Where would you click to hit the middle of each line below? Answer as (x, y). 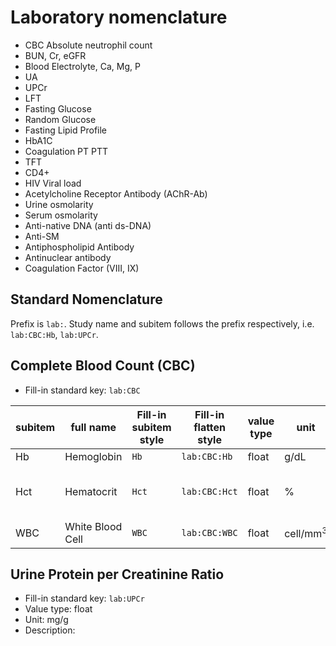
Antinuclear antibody (68, 257)
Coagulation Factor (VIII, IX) (82, 268)
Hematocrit (91, 491)
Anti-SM (42, 236)
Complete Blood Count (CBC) (103, 366)
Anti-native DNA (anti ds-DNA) (88, 225)
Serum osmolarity (61, 215)
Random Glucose (60, 119)
